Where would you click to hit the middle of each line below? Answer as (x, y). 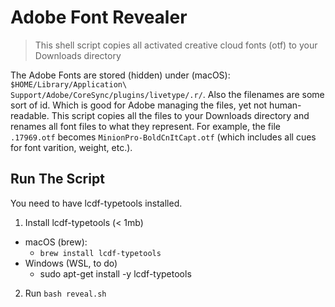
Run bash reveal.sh (65, 293)
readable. (30, 115)
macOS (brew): (56, 242)
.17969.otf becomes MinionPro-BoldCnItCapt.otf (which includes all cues (163, 137)
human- (285, 105)
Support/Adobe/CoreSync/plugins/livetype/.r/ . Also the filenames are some (167, 94)
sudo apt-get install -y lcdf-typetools (115, 273)
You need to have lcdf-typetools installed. (96, 203)
